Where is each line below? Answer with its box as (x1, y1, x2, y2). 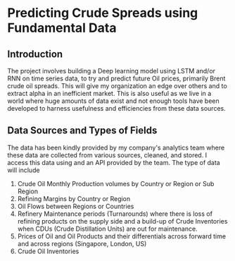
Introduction (7, 48, 63, 60)
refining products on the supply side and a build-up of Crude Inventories (17, 217, 228, 225)
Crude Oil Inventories (17, 247, 80, 255)
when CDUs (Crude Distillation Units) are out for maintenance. (17, 224, 198, 233)
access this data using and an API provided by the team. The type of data (7, 158, 220, 166)
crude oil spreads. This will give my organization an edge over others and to (7, 82, 227, 90)
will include (7, 166, 40, 174)
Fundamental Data (7, 20, 117, 36)
